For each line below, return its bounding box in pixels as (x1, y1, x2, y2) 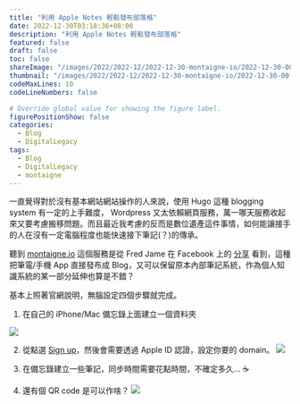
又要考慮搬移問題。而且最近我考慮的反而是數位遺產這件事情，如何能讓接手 (16, 218, 291, 229)
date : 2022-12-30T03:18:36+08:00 (9, 21, 134, 30)
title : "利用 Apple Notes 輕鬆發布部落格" (9, 13, 158, 22)
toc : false (9, 55, 50, 63)
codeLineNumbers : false (9, 88, 98, 97)
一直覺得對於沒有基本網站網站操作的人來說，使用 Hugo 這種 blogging (9, 196, 264, 206)
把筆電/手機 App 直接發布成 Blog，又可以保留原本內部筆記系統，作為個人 (9, 260, 278, 271)
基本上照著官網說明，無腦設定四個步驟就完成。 (9, 290, 181, 300)
